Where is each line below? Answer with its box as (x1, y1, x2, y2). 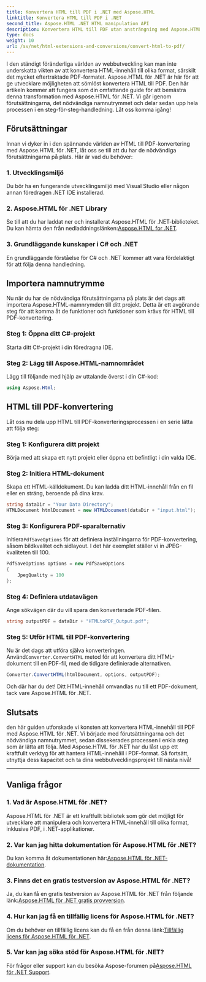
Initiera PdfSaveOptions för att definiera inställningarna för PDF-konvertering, (6, 536, 198, 543)
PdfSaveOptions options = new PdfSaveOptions (6, 560, 124, 567)
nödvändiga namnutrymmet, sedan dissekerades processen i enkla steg (6, 736, 189, 744)
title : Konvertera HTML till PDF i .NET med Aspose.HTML (6, 9, 155, 15)
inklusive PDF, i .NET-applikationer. (6, 825, 95, 833)
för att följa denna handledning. (6, 261, 86, 268)
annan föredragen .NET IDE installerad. (6, 189, 105, 196)
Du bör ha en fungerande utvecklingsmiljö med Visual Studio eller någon (6, 182, 189, 189)
